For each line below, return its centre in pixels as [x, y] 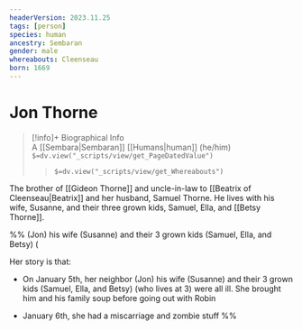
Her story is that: [41, 261]
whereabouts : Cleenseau [54, 60]
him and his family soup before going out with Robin [119, 298]
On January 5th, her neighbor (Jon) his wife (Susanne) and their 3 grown [157, 279]
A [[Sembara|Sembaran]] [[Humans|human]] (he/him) [131, 147]
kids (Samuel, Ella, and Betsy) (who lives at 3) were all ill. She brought [151, 289]
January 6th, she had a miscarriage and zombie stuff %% [129, 316]
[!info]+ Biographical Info [78, 137]
